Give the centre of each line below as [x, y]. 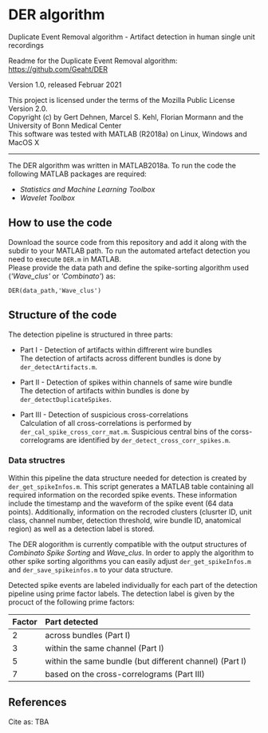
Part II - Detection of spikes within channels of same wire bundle [126, 382]
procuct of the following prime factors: [72, 602]
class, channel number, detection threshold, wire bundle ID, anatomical [125, 520]
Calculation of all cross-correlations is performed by [106, 423]
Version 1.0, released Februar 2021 [65, 85]
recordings [26, 45]
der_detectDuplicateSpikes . [65, 399]
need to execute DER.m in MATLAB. [65, 259]
